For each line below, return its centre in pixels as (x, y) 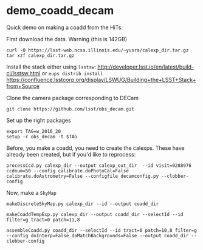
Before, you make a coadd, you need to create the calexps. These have (96, 148)
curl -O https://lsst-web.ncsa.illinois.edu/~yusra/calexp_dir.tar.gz (98, 50)
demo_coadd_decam (60, 11)
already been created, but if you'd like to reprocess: (71, 154)
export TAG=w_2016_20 (34, 131)
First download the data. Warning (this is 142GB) (67, 39)
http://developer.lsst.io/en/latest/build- (146, 67)
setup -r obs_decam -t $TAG (42, 137)
